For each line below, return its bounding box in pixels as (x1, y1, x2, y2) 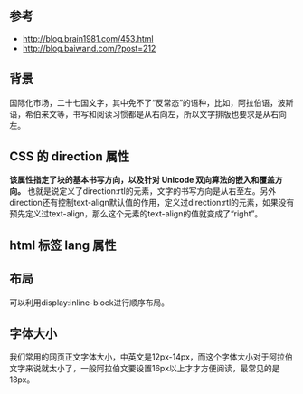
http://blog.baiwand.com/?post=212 (22, 43, 156, 53)
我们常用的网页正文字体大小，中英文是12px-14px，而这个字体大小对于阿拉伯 (9, 351, 293, 362)
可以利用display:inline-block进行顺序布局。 (9, 297, 170, 308)
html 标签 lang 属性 (9, 237, 117, 253)
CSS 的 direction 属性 (9, 149, 130, 165)
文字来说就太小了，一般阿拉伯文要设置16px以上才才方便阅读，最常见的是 (9, 363, 280, 374)
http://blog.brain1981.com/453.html (22, 33, 154, 43)
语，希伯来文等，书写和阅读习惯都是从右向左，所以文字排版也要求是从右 (9, 108, 279, 120)
